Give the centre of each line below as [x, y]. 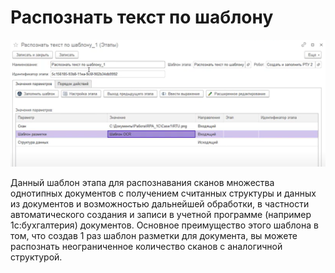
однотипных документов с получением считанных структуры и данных [163, 193]
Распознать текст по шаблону [142, 17]
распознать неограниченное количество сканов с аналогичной [146, 247]
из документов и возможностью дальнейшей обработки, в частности [160, 204]
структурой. [36, 257]
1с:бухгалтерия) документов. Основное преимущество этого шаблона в [164, 225]
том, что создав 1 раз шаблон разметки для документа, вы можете [154, 236]
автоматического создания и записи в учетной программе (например [161, 215]
